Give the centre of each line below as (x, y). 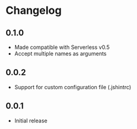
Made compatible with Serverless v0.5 (62, 47)
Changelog (34, 11)
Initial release (31, 121)
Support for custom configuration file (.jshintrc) (73, 87)
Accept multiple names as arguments (60, 54)
